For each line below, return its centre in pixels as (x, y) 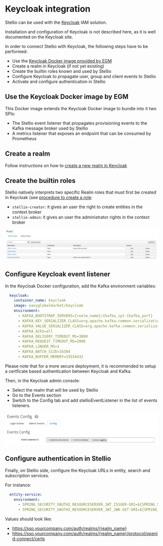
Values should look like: (29, 519)
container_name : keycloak (40, 300)
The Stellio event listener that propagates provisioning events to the (80, 123)
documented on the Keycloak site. (39, 37)
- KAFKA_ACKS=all (35, 331)
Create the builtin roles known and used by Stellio (62, 71)
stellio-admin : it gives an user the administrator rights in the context (81, 217)
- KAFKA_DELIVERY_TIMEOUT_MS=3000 (53, 336)
